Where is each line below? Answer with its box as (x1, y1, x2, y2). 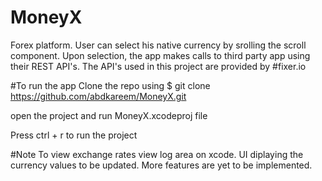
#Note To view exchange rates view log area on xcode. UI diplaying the (10, 148, 304, 160)
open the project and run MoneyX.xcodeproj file (10, 109, 208, 121)
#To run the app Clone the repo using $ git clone (10, 79, 211, 91)
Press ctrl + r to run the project (10, 129, 138, 141)
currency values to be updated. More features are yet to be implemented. (10, 159, 313, 171)
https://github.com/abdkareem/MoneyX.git (10, 90, 187, 102)
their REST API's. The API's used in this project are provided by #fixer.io (10, 60, 307, 72)
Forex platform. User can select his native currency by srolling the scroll (10, 39, 307, 51)
